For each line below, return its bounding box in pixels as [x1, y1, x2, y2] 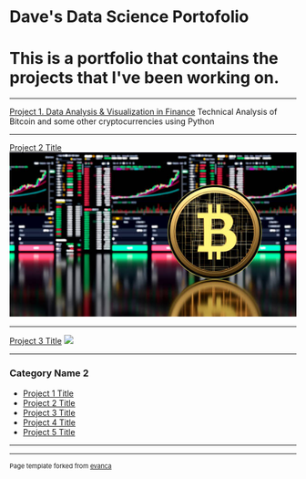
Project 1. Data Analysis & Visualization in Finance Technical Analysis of [9, 107, 278, 118]
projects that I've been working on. [9, 68, 280, 89]
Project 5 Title [22, 426, 76, 437]
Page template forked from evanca [9, 461, 112, 471]
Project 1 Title [22, 388, 75, 399]
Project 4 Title [22, 417, 76, 428]
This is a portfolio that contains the [9, 48, 280, 69]
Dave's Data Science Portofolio [9, 6, 250, 27]
